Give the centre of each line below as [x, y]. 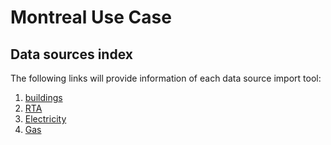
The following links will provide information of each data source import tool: [166, 78]
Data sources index [71, 54]
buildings [43, 97]
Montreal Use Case [91, 17]
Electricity [45, 119]
